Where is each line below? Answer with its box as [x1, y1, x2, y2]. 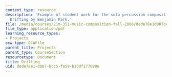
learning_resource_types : [5, 31, 60, 36]
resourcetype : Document [5, 54, 56, 60]
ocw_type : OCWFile [5, 41, 45, 46]
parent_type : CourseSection [5, 50, 66, 55]
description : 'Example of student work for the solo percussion [5, 12, 145, 17]
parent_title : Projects [5, 45, 56, 50]
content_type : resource [5, 7, 56, 13]
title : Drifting [5, 59, 40, 64]
